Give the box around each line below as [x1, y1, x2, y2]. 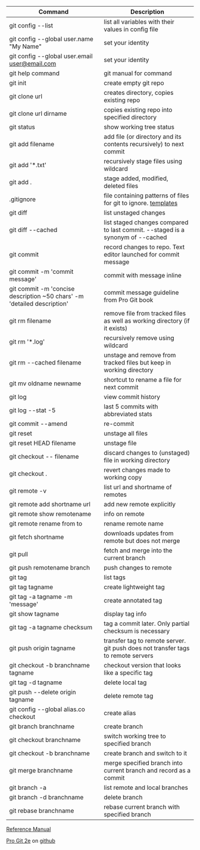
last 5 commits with [104, 403, 158, 410]
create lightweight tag [104, 583, 165, 591]
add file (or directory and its [104, 132, 182, 141]
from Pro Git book [104, 296, 154, 304]
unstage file [104, 439, 137, 447]
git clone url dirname [9, 110, 67, 118]
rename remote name [104, 520, 164, 527]
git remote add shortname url [9, 500, 91, 508]
